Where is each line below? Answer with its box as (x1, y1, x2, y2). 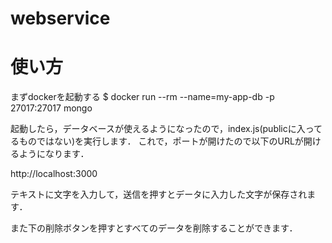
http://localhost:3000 (10, 168, 98, 180)
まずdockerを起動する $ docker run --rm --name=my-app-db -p (10, 91, 275, 103)
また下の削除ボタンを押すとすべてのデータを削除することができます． (10, 222, 298, 234)
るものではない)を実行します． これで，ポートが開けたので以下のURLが (10, 135, 304, 147)
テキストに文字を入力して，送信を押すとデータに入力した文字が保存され (10, 188, 308, 201)
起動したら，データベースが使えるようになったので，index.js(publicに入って (10, 123, 323, 135)
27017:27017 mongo (10, 102, 93, 114)
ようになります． (18, 148, 90, 160)
